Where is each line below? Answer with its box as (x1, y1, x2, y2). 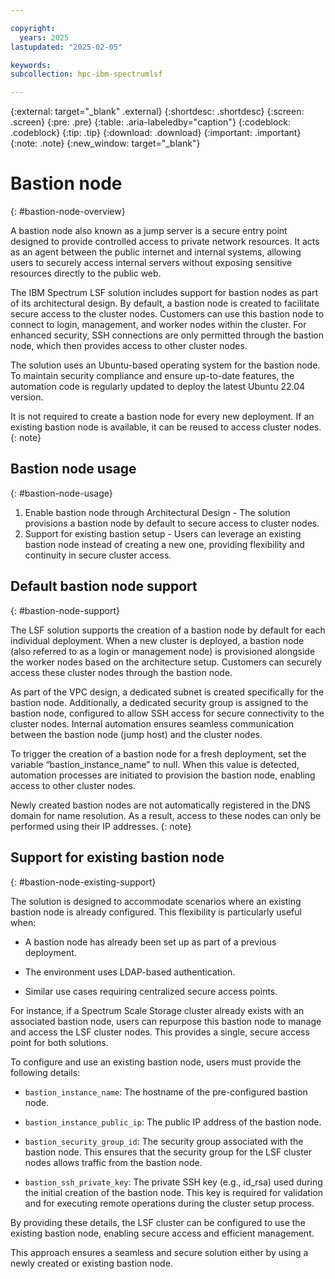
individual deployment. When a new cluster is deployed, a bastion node (10, 634, 305, 646)
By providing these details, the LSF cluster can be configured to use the (10, 1216, 306, 1228)
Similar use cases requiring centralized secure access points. (24, 985, 278, 997)
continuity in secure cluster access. (24, 549, 172, 561)
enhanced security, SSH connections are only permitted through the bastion (10, 329, 325, 341)
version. (10, 391, 44, 403)
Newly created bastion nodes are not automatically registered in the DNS (10, 799, 311, 811)
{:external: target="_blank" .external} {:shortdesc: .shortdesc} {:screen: (10, 106, 305, 118)
